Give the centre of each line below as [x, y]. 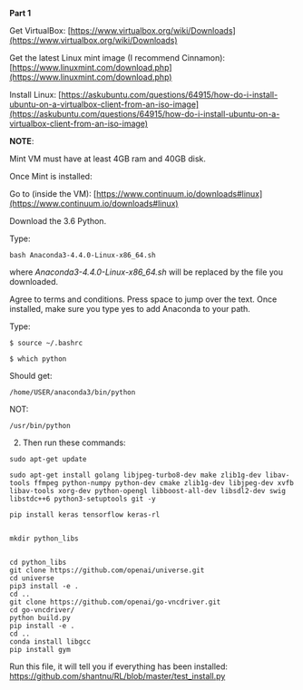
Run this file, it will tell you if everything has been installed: [119, 666]
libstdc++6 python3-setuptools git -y [83, 499]
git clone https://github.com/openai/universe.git [107, 570]
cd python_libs [38, 562]
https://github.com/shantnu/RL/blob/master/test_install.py [117, 676]
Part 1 [20, 13]
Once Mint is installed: [51, 176]
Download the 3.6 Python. [58, 221]
